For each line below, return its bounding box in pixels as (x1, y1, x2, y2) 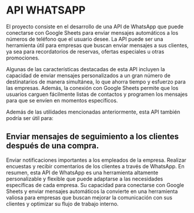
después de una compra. (6, 141, 99, 151)
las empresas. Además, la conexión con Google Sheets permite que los (6, 84, 179, 91)
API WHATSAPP (6, 4, 86, 17)
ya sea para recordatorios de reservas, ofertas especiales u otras (6, 48, 165, 55)
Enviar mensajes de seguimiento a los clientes (6, 132, 179, 142)
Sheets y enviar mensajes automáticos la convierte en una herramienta (6, 188, 178, 195)
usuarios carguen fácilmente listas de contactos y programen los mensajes (6, 91, 188, 98)
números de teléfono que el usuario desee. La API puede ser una (6, 35, 163, 42)
